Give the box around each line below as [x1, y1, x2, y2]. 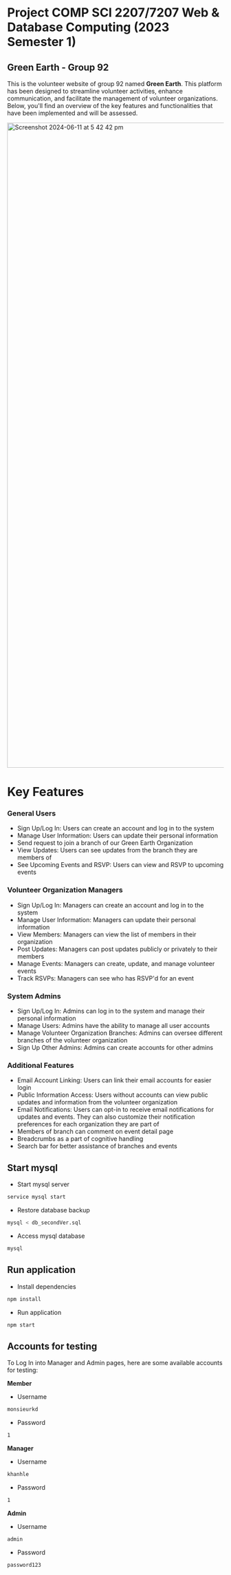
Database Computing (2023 [7, 19, 170, 35]
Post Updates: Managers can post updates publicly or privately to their [16, 945, 218, 953]
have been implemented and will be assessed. [7, 109, 138, 117]
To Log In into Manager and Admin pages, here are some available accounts [7, 1359, 223, 1367]
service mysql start [7, 1194, 67, 1201]
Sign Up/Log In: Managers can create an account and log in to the [16, 901, 204, 909]
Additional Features [7, 1061, 74, 1070]
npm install [7, 1296, 41, 1303]
